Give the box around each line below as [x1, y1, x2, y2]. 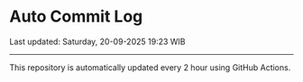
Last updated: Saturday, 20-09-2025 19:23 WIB [9, 36, 186, 47]
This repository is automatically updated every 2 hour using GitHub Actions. [9, 61, 291, 73]
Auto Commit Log [9, 6, 143, 27]
